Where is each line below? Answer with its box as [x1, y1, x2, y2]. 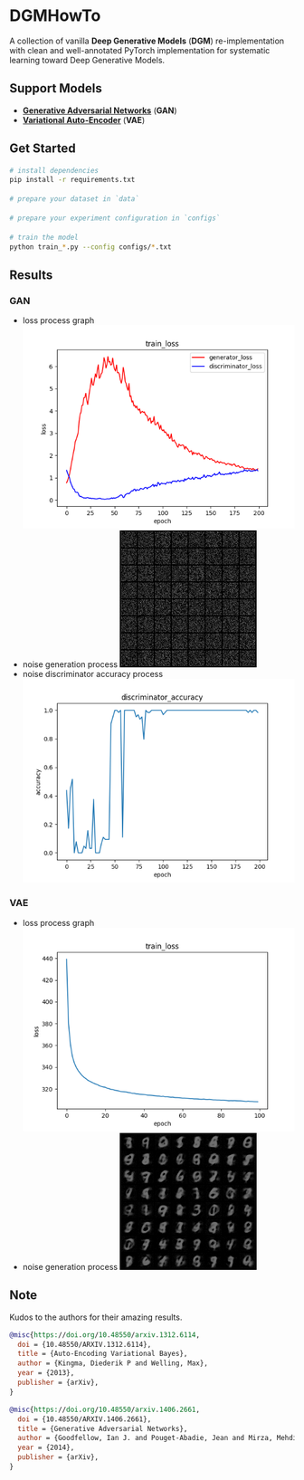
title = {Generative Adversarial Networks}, [17, 1424, 188, 1433]
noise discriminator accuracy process [22, 669, 164, 680]
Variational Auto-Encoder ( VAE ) [22, 114, 146, 125]
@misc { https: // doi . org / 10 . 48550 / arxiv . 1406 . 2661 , [9, 1405, 201, 1414]
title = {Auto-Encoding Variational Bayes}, [17, 1350, 188, 1359]
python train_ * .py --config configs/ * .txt [9, 242, 172, 252]
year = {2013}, [17, 1369, 75, 1378]
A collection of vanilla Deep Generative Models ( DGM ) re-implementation [9, 35, 285, 46]
